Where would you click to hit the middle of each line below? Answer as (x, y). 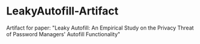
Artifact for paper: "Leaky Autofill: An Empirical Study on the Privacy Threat (100, 28)
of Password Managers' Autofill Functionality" (63, 34)
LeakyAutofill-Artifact (63, 11)
